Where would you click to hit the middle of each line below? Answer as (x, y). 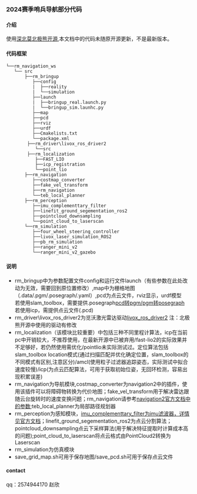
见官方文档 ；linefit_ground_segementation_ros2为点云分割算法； (93, 421)
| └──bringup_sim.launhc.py (68, 108)
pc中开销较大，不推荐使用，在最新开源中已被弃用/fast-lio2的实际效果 (98, 339)
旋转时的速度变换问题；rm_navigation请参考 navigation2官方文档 (108, 399)
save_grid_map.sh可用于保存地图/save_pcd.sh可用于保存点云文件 (94, 457)
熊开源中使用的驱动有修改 (46, 325)
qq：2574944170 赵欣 (33, 484)
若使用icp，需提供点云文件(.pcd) (54, 310)
